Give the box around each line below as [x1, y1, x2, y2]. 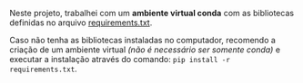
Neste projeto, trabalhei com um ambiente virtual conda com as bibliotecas [9, 8, 294, 18]
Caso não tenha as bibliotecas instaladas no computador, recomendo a [9, 35, 276, 45]
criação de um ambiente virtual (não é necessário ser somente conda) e [9, 44, 280, 55]
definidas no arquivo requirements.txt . [9, 17, 153, 28]
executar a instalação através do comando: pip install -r [9, 54, 230, 64]
